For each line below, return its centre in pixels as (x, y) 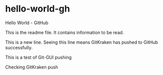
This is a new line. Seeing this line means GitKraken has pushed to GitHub (82, 42)
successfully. (19, 47)
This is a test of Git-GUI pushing (38, 57)
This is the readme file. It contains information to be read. (65, 32)
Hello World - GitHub (27, 23)
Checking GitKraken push (32, 67)
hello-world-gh (38, 9)
